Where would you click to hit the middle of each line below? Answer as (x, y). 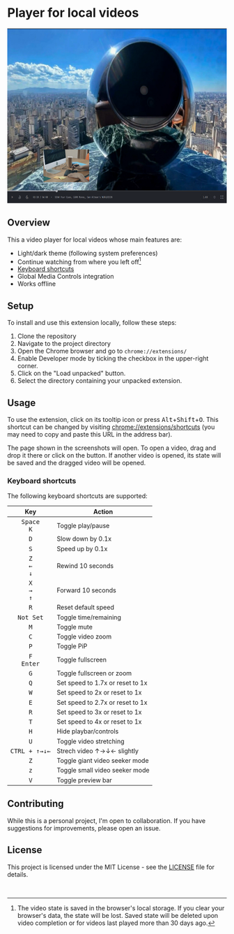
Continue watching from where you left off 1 (79, 261)
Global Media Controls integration (65, 277)
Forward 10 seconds (86, 590)
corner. (28, 366)
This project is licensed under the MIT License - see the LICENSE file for (111, 867)
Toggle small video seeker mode (103, 771)
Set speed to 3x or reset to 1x (99, 712)
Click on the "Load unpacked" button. (71, 373)
